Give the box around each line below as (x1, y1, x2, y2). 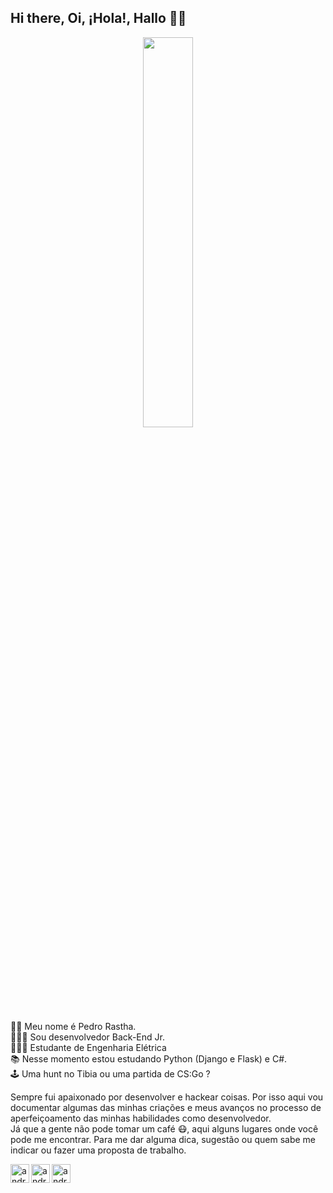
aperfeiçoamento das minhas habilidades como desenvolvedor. (10, 1112, 272, 1124)
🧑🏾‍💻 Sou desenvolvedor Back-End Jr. (10, 1031, 165, 1043)
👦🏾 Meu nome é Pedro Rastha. (10, 1020, 137, 1032)
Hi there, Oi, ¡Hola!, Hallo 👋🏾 (10, 10, 187, 27)
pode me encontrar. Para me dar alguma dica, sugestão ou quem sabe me (10, 1133, 316, 1145)
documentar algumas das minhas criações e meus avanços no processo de (10, 1101, 322, 1113)
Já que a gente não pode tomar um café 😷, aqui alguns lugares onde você (10, 1122, 319, 1135)
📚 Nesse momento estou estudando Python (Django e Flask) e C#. (10, 1052, 288, 1065)
